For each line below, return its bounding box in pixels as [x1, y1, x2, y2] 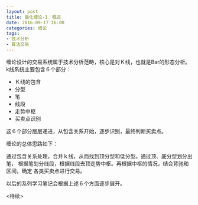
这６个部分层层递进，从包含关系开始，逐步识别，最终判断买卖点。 [6, 127, 167, 134]
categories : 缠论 [6, 25, 47, 31]
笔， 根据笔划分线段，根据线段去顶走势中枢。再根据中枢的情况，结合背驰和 [6, 160, 189, 167]
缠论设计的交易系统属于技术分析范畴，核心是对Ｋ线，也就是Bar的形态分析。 [6, 58, 191, 65]
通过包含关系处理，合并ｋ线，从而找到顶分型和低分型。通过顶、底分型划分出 [6, 153, 193, 160]
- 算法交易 [6, 42, 30, 48]
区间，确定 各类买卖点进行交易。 [6, 167, 86, 174]
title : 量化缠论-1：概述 [6, 14, 61, 20]
